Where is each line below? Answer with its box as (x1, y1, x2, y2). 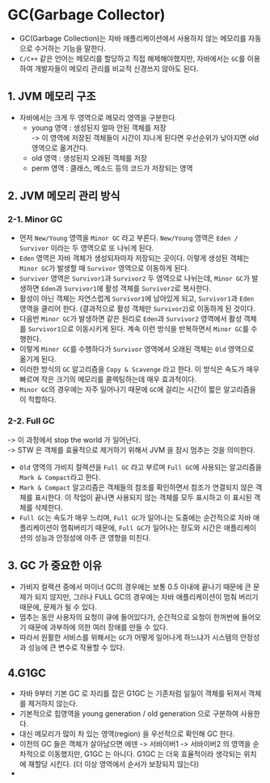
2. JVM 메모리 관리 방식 (7, 189, 120, 203)
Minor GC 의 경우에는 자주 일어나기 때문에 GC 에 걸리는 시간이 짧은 (19, 385, 222, 394)
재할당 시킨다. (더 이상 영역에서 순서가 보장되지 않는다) (27, 760, 200, 769)
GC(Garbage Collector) (7, 6, 166, 24)
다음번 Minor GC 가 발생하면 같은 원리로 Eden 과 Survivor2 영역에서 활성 (19, 314, 243, 324)
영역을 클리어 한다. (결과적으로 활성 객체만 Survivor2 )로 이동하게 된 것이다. (19, 304, 255, 314)
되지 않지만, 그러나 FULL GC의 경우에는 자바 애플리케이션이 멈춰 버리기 (34, 591, 259, 601)
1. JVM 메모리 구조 (7, 90, 96, 103)
